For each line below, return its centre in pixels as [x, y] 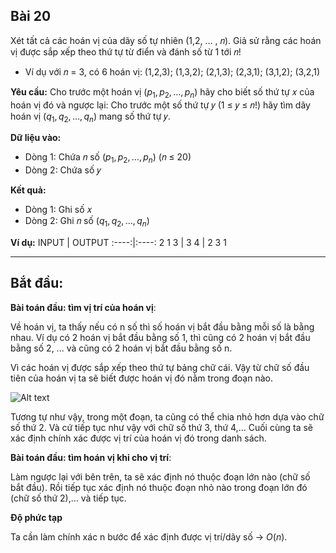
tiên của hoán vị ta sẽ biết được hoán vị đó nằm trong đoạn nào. [141, 378]
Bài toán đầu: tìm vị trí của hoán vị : [83, 307]
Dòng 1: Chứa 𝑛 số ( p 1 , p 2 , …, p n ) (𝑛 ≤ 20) [108, 158]
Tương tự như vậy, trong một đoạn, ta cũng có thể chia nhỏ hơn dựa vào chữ [167, 416]
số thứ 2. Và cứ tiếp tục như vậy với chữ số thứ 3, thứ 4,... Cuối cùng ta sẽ [161, 427]
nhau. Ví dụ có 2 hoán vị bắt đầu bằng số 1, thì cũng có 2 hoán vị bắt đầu [160, 337]
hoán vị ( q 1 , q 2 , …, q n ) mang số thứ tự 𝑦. [90, 117]
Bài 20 [31, 16]
